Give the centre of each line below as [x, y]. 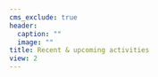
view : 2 [24, 58]
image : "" [35, 42]
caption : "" [40, 34]
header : [24, 26]
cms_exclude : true [43, 17]
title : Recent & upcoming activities [79, 50]
